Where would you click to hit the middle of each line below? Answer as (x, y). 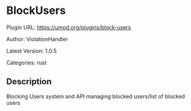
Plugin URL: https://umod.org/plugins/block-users (69, 27)
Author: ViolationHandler (37, 39)
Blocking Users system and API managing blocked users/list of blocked (96, 96)
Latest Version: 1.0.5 (32, 51)
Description (29, 82)
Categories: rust (26, 62)
